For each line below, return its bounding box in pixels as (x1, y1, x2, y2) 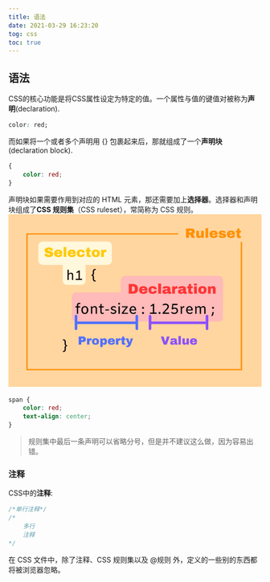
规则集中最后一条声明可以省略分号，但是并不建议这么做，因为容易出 (27, 437, 254, 446)
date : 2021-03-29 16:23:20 (8, 21, 99, 30)
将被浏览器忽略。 (8, 564, 65, 574)
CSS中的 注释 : (8, 488, 54, 498)
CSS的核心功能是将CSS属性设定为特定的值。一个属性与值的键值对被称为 (8, 94, 248, 104)
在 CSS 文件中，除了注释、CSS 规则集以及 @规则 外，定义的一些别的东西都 (8, 555, 258, 564)
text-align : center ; (22, 413, 92, 421)
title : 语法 (8, 13, 46, 21)
